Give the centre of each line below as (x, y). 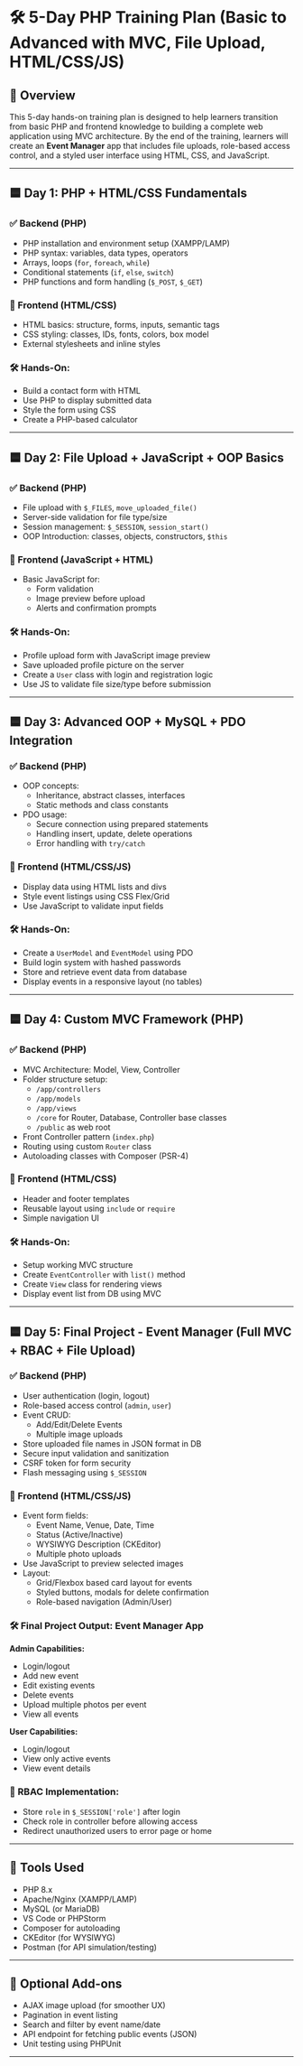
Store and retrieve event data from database (105, 972)
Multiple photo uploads (78, 1554)
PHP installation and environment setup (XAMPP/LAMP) (126, 243)
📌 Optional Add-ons (66, 1983)
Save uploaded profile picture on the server (103, 665)
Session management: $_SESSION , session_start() (115, 526)
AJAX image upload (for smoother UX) (94, 2006)
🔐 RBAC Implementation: (64, 1791)
